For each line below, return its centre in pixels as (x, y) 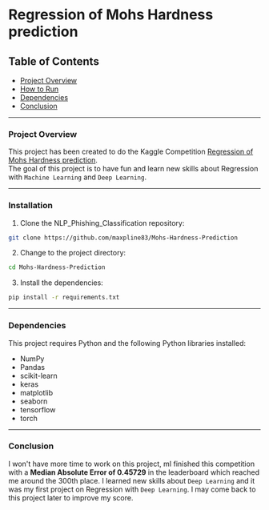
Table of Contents (54, 61)
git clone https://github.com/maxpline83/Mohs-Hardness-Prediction (123, 238)
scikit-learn (38, 375)
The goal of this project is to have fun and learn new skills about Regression (133, 169)
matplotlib (36, 392)
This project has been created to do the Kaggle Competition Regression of (131, 152)
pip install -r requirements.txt (64, 298)
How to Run (39, 89)
